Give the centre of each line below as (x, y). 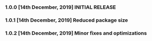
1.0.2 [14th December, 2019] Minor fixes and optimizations (76, 33)
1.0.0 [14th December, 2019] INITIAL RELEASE (61, 7)
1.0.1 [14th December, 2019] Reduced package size (67, 20)
